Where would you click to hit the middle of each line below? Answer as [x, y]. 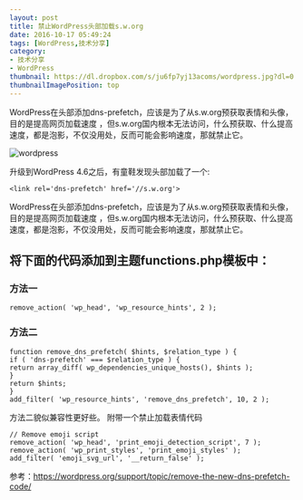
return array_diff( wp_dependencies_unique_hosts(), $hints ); [132, 368]
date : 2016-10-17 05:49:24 [60, 34]
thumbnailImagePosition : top [64, 85]
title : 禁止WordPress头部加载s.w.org [77, 26]
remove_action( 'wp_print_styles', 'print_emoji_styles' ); [126, 450]
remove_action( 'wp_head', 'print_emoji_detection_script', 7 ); [135, 442]
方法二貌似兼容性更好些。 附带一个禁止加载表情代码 [106, 417]
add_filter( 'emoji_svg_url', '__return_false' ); [107, 458]
